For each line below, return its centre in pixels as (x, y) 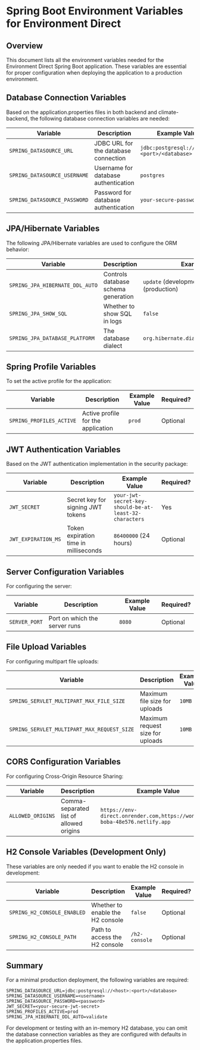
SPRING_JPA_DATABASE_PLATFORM (52, 338)
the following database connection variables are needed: (100, 118)
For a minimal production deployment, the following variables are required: (97, 980)
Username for (113, 168)
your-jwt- (127, 495)
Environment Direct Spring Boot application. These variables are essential (96, 66)
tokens (76, 515)
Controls (115, 274)
